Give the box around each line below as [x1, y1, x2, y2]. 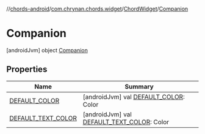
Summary [124, 82, 154, 91]
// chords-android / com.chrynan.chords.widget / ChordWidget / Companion [6, 5, 189, 12]
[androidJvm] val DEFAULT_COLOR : [82, 93, 185, 101]
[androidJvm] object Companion [6, 46, 88, 54]
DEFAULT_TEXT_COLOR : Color [82, 118, 170, 126]
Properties [6, 64, 48, 75]
